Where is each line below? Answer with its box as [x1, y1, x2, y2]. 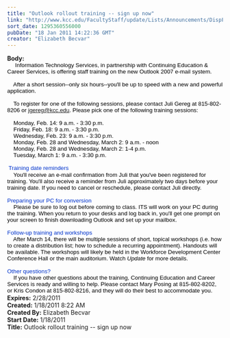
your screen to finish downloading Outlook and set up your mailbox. [7, 217, 177, 224]
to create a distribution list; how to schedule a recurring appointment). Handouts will [7, 242, 218, 250]
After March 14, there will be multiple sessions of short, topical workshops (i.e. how [13, 236, 222, 243]
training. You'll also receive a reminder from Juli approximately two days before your [7, 178, 218, 185]
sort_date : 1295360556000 [7, 23, 81, 29]
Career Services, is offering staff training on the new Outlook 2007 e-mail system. [7, 68, 212, 75]
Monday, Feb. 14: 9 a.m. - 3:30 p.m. [13, 119, 104, 127]
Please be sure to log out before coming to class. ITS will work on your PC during [13, 204, 218, 211]
